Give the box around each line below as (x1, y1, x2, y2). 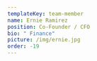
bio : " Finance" (7, 29, 55, 37)
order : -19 (7, 43, 40, 50)
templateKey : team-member (7, 10, 84, 18)
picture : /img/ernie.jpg (7, 36, 81, 43)
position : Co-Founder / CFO (7, 23, 91, 30)
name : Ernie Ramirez (7, 17, 69, 24)
